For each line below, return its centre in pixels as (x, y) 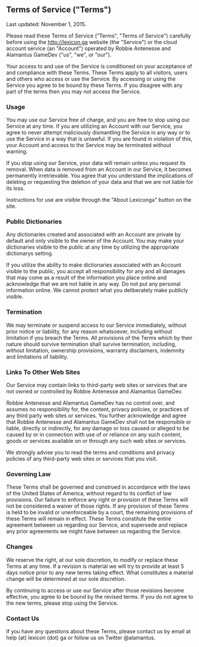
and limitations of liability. (37, 357)
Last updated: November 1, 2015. (46, 24)
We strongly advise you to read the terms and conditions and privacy (91, 452)
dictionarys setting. (30, 254)
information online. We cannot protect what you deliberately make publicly (97, 290)
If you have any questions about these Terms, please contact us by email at (99, 631)
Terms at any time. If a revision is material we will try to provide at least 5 (95, 566)
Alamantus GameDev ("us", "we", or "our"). (59, 54)
